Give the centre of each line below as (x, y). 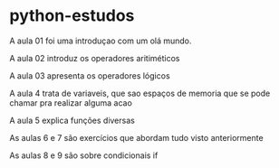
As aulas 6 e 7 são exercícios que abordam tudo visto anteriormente (137, 137)
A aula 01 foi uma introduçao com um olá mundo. (101, 41)
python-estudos (72, 16)
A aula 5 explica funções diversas (72, 120)
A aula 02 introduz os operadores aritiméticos (95, 58)
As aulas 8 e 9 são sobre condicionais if (84, 155)
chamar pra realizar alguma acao (71, 103)
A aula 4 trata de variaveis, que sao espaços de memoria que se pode (140, 93)
